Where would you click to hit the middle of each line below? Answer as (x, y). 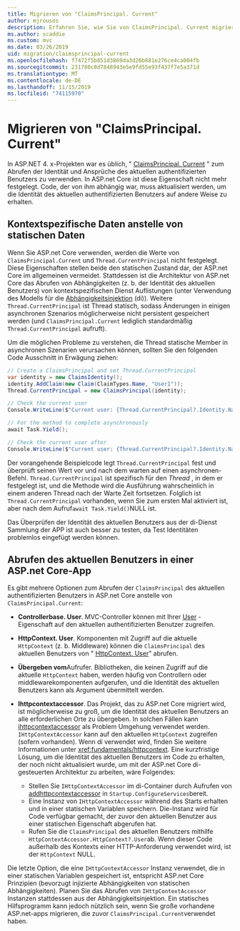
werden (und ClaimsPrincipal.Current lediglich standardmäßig (100, 321)
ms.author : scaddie (36, 34)
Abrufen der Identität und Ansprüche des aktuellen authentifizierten (107, 171)
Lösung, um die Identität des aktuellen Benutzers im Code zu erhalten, (121, 757)
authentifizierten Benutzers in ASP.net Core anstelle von (90, 595)
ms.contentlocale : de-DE (44, 80)
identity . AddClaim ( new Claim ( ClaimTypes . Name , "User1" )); (95, 384)
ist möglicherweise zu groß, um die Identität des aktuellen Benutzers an (123, 712)
